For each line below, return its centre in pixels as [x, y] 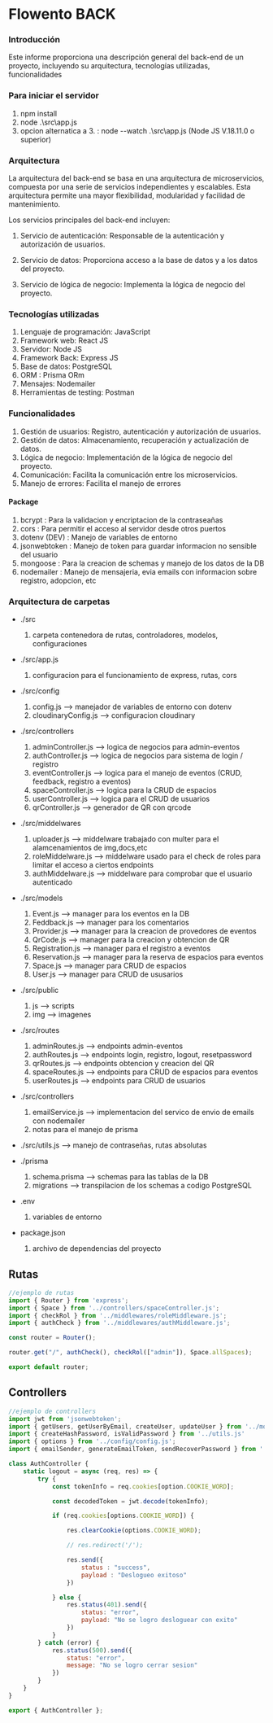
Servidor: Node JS [51, 349]
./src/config [40, 691]
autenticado [52, 882]
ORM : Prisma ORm [52, 375]
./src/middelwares [50, 824]
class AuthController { [49, 1464]
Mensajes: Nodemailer [58, 384]
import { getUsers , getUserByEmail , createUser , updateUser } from [125, 1426]
